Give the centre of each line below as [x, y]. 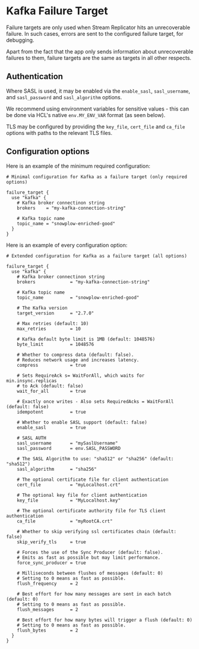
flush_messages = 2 [48, 609]
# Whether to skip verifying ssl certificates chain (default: [97, 531]
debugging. [20, 40]
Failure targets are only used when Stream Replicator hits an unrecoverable [98, 27]
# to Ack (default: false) [50, 386]
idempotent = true [51, 412]
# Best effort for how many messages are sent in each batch [94, 594]
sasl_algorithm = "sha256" [57, 469]
